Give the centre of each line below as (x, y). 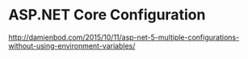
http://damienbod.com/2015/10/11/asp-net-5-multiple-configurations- (124, 37)
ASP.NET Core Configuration (107, 15)
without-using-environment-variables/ (72, 45)
